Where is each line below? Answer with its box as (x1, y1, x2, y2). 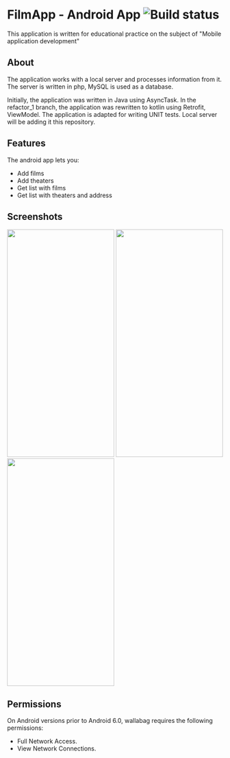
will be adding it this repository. (7, 118, 96, 126)
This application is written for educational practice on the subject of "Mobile (7, 30, 222, 38)
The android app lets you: (7, 155, 80, 164)
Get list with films (16, 183, 66, 192)
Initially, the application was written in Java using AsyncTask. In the (7, 96, 196, 104)
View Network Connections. (16, 744, 97, 753)
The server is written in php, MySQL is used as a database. (7, 82, 174, 91)
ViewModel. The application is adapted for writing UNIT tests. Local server (7, 110, 218, 118)
